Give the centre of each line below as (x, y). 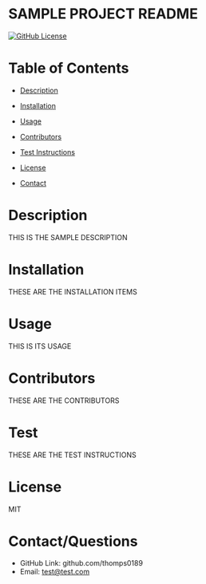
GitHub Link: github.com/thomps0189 (81, 563)
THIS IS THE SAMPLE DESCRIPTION (68, 237)
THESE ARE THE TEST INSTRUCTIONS (73, 455)
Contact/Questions (73, 541)
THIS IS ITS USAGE (40, 346)
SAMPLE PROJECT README (103, 14)
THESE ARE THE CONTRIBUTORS (64, 401)
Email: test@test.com (55, 572)
